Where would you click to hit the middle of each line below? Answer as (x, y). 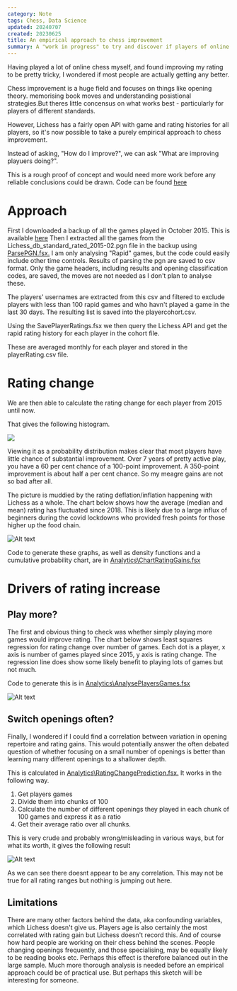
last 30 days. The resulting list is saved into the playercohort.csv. (102, 312)
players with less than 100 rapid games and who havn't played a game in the (118, 304)
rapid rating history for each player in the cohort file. (83, 333)
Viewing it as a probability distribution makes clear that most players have (115, 451)
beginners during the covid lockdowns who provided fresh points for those (116, 517)
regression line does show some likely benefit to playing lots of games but (115, 662)
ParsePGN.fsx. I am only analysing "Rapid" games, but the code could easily (118, 253)
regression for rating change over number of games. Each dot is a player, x (116, 646)
